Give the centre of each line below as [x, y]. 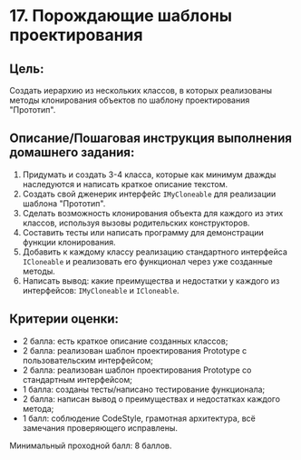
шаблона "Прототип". [64, 203]
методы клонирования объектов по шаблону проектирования [130, 100]
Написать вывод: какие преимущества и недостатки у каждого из [151, 280]
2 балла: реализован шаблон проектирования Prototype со [137, 370]
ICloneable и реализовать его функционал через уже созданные [148, 261]
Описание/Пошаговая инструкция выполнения [151, 139]
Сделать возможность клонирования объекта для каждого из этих [153, 213]
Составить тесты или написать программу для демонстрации [143, 232]
